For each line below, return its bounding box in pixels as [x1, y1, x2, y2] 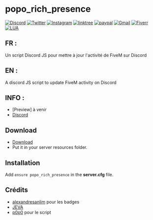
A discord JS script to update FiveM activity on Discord [5, 80, 117, 85]
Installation [5, 159, 40, 167]
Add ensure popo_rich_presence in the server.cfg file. [5, 172, 114, 177]
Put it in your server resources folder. [12, 144, 88, 150]
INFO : [5, 93, 25, 102]
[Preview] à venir [12, 107, 47, 112]
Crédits [5, 186, 28, 194]
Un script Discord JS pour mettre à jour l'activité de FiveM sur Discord [5, 52, 147, 58]
